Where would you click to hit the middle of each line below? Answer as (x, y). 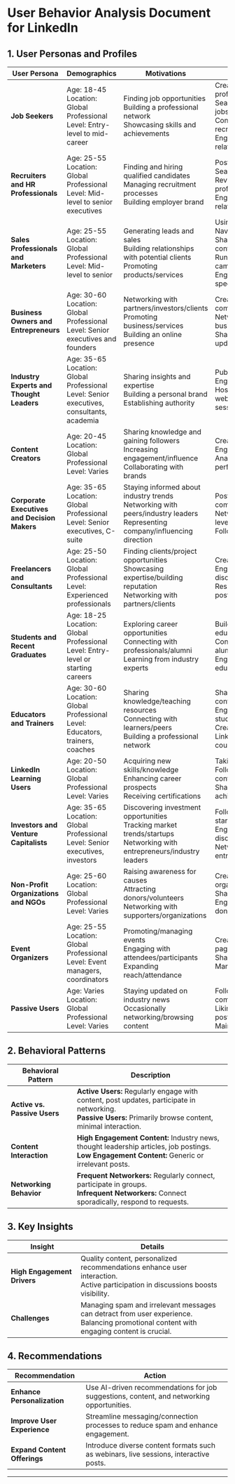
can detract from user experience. (136, 1313)
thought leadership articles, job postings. (144, 1146)
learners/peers (148, 728)
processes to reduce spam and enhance (152, 1425)
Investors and (34, 825)
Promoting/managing (158, 931)
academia (83, 420)
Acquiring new (147, 761)
